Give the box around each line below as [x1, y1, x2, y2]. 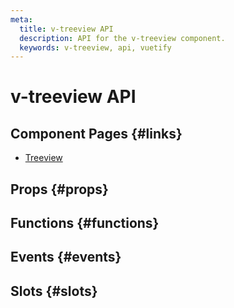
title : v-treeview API [19, 24, 114, 34]
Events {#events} [10, 249, 122, 266]
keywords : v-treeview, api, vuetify [19, 42, 172, 53]
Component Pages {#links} [10, 125, 183, 142]
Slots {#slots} [10, 282, 98, 300]
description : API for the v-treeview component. [19, 33, 226, 43]
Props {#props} [10, 181, 109, 198]
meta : [10, 14, 33, 25]
